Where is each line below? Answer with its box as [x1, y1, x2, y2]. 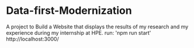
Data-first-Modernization [6, 4, 133, 17]
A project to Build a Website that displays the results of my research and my [6, 23, 189, 30]
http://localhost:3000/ [6, 35, 60, 42]
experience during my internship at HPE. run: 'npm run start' [6, 29, 151, 36]
